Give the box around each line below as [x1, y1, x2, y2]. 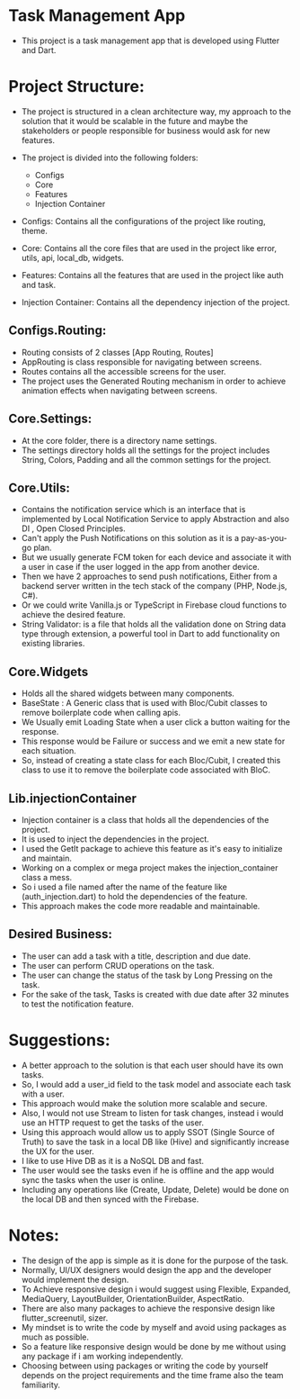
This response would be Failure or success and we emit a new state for [21, 736, 286, 747]
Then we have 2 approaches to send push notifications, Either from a [21, 571, 278, 582]
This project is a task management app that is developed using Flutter [21, 35, 280, 46]
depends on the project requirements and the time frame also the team [21, 1369, 284, 1380]
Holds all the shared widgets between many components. [21, 688, 235, 699]
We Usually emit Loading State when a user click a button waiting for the [21, 717, 291, 727]
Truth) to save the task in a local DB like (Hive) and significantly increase [21, 1136, 289, 1147]
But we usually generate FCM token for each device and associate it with [21, 552, 292, 563]
